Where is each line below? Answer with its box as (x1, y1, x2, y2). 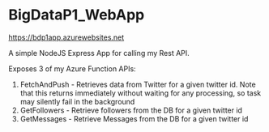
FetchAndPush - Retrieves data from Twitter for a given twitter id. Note (19, 79, 257, 89)
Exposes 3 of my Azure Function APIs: (8, 63, 136, 74)
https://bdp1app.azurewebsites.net (8, 32, 125, 42)
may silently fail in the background (19, 96, 135, 106)
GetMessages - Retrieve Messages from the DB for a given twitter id (19, 113, 249, 123)
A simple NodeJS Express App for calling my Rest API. (8, 48, 190, 57)
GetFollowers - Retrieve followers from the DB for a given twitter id (19, 105, 243, 115)
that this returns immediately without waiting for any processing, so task (19, 87, 262, 98)
